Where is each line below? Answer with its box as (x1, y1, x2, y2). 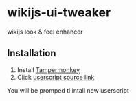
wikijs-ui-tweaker (7, 5, 111, 21)
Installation (7, 47, 56, 59)
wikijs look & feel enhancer (7, 27, 84, 36)
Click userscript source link (16, 73, 95, 81)
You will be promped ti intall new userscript (7, 86, 129, 94)
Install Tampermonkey (16, 65, 80, 74)
